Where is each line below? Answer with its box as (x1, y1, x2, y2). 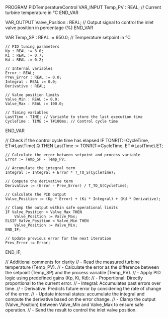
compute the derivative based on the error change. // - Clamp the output (5, 296, 156, 302)
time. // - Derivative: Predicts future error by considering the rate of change (5, 286, 161, 291)
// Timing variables (5, 110, 49, 115)
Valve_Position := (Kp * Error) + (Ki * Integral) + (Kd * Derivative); (5, 196, 161, 201)
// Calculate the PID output (5, 192, 66, 197)
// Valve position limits (5, 92, 59, 97)
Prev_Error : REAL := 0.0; (5, 75, 62, 80)
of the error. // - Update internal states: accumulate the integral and (5, 291, 145, 297)
